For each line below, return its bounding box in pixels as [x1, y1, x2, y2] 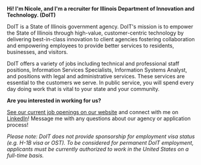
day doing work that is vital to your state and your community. [7, 85, 160, 92]
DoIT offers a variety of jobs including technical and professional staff [7, 60, 179, 67]
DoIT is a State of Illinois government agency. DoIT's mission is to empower [7, 23, 194, 30]
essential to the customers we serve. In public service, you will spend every [7, 79, 194, 86]
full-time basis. [7, 152, 44, 159]
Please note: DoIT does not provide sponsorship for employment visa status [7, 133, 195, 140]
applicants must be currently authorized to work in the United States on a [7, 146, 189, 152]
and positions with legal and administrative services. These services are [7, 73, 185, 80]
